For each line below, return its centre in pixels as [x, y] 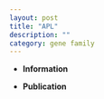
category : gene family [52, 43]
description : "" [40, 35]
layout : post [34, 18]
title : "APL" [34, 26]
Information [45, 69]
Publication [44, 86]
